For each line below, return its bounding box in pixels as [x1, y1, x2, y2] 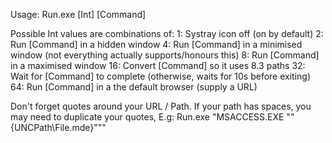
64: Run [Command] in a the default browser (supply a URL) [10, 81, 258, 93]
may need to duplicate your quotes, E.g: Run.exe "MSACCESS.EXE [10, 111, 285, 123]
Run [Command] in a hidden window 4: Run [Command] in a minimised [10, 39, 303, 50]
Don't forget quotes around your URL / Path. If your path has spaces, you [10, 100, 312, 112]
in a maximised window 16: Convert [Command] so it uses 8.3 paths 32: [10, 60, 306, 71]
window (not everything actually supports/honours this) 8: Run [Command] [10, 49, 320, 61]
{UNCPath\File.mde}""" [10, 122, 107, 133]
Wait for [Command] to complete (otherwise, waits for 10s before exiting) [10, 70, 312, 82]
